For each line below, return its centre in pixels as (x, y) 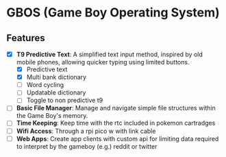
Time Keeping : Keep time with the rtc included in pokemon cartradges (116, 123)
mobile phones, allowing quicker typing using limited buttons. (103, 62)
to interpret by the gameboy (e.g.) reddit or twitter (87, 146)
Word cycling (45, 85)
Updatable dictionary (56, 93)
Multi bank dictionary (56, 77)
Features (26, 38)
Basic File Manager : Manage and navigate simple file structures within (116, 108)
